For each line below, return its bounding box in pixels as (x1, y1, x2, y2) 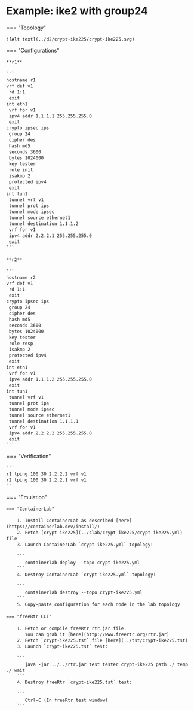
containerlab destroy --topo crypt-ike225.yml (24, 590, 143, 595)
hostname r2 (6, 274, 36, 281)
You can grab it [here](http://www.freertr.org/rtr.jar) (24, 631, 170, 637)
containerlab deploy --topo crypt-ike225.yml (24, 560, 140, 566)
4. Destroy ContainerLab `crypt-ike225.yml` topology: (17, 572, 156, 578)
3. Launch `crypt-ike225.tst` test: (17, 643, 109, 649)
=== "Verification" (6, 452, 51, 460)
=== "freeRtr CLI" (6, 613, 52, 619)
